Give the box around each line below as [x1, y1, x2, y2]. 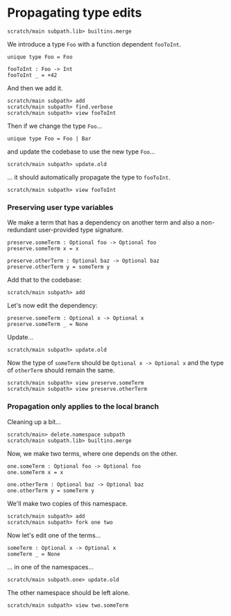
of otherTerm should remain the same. [7, 366, 115, 375]
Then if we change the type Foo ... [7, 122, 103, 130]
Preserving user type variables [7, 202, 114, 212]
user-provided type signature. [37, 226, 123, 234]
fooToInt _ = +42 [7, 72, 58, 79]
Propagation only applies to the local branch [7, 402, 160, 412]
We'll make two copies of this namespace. [7, 499, 128, 508]
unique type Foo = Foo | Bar [7, 135, 92, 142]
